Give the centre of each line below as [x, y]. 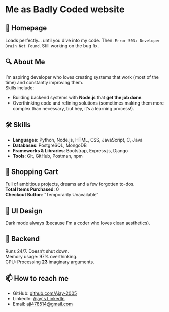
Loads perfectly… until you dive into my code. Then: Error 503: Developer [83, 40]
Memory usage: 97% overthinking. [41, 257]
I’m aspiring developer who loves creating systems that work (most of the [82, 77]
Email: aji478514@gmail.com [42, 304]
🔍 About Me [25, 62]
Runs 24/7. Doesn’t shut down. [37, 251]
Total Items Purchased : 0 [32, 189]
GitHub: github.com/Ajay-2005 [45, 293]
